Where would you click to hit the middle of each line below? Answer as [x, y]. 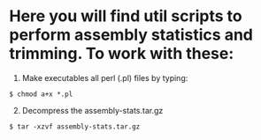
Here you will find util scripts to [126, 16]
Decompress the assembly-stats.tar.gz [92, 110]
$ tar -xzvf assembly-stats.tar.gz [75, 126]
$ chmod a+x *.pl [41, 94]
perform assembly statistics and [131, 35]
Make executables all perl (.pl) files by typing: [105, 77]
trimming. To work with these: [122, 54]
